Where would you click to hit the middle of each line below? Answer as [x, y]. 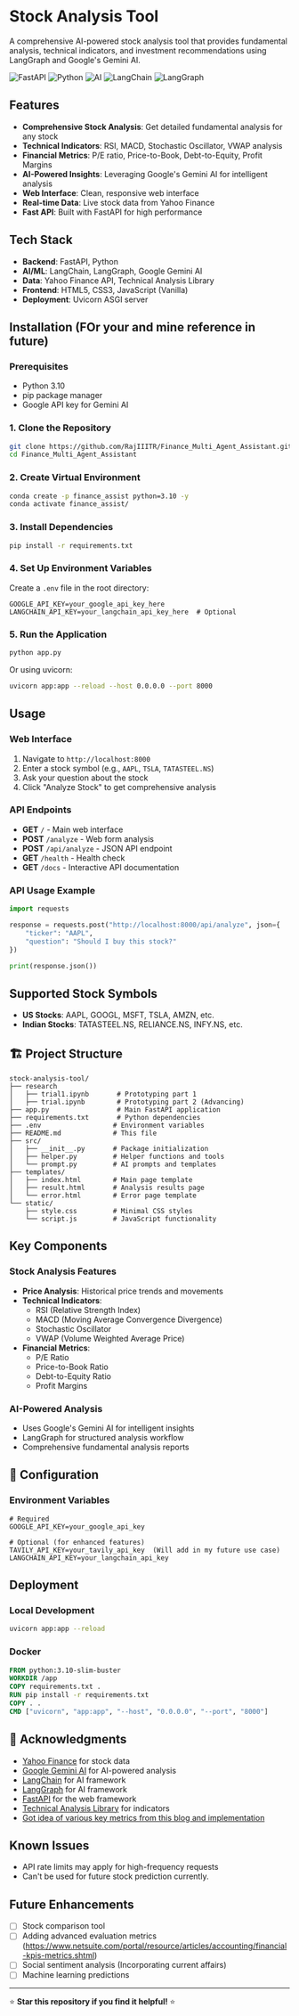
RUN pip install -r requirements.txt [79, 1695]
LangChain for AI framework [74, 1780]
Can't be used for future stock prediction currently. [115, 1876]
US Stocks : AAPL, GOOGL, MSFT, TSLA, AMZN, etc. [118, 1015]
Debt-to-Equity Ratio [73, 1376]
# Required [29, 1519]
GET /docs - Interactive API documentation [101, 867]
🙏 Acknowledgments [68, 1739]
